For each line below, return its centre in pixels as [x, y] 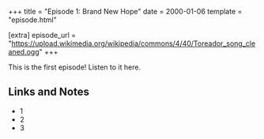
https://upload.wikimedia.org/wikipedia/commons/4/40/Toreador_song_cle [133, 43]
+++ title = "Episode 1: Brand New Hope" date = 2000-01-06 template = [125, 11]
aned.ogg [24, 52]
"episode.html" [33, 20]
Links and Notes [49, 92]
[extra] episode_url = [42, 35]
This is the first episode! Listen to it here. [74, 67]
